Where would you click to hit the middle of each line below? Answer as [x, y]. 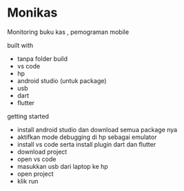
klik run [28, 181]
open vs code [37, 159]
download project [42, 152]
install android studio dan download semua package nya [97, 129]
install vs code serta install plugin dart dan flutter [86, 144]
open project [35, 174]
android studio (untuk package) [62, 80]
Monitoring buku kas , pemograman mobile [68, 32]
